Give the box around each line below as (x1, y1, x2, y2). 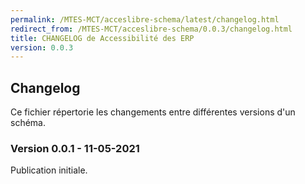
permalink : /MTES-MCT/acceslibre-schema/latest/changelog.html (10, 14, 280, 25)
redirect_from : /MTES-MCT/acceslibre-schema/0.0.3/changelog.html (10, 24, 293, 34)
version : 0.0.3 (10, 42, 74, 53)
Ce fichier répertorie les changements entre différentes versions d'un (10, 106, 296, 118)
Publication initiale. (10, 164, 88, 176)
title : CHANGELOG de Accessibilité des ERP (10, 33, 195, 43)
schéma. (10, 117, 46, 129)
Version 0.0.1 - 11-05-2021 (10, 141, 140, 155)
